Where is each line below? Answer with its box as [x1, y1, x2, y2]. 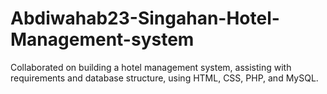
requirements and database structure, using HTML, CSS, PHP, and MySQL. [10, 72, 319, 84]
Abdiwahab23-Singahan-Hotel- [10, 7, 280, 30]
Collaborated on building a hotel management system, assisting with [10, 61, 292, 73]
